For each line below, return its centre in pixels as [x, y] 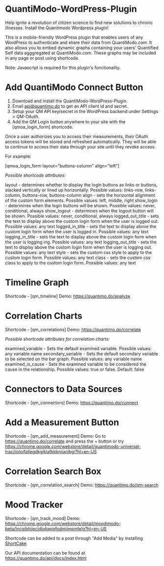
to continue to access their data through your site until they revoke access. [80, 147]
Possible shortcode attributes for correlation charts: [58, 339]
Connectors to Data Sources [64, 389]
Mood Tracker [34, 505]
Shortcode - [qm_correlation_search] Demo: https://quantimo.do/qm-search [82, 485]
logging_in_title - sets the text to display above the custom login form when [81, 236]
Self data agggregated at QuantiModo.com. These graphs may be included [81, 53]
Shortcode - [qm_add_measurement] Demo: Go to [56, 436]
